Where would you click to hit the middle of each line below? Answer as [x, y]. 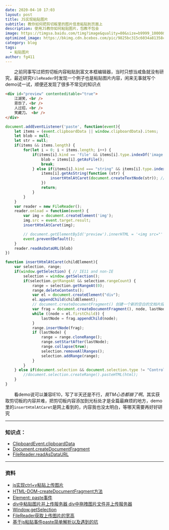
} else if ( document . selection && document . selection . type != [80, 370]
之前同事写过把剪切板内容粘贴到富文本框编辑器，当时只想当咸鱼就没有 [87, 72]
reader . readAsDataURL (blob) [44, 248]
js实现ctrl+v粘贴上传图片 [38, 485]
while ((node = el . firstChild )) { [68, 313]
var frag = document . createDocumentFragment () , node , [90, 309]
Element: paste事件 [32, 498]
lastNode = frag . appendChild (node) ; [79, 319]
